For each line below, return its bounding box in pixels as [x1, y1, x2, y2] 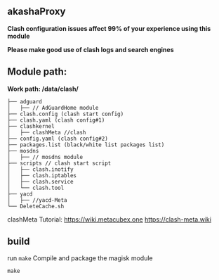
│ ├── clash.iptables [7, 172, 77, 179]
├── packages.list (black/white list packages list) [7, 141, 165, 148]
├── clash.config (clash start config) [7, 110, 124, 117]
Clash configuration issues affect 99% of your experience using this [7, 24, 211, 32]
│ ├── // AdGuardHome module [7, 104, 99, 111]
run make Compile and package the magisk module [7, 254, 153, 262]
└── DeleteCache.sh [7, 203, 65, 210]
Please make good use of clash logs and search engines [7, 45, 174, 53]
